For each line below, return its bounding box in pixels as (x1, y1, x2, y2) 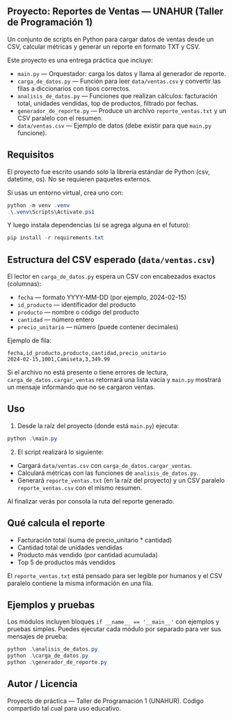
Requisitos (7, 149, 54, 161)
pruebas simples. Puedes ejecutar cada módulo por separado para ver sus (7, 625, 221, 633)
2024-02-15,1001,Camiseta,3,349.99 (7, 356, 111, 363)
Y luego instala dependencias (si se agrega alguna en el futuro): (7, 221, 191, 229)
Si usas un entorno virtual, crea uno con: (7, 188, 124, 197)
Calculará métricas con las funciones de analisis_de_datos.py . (17, 469, 199, 477)
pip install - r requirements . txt (7, 234, 104, 241)
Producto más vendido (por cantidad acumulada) (17, 550, 159, 559)
